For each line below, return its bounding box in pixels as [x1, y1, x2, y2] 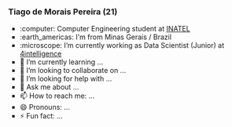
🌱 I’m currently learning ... [19, 57, 104, 67]
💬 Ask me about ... [19, 82, 79, 92]
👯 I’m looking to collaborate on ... [19, 66, 127, 75]
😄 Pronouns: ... [19, 103, 71, 112]
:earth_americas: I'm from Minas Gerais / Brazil [19, 32, 171, 42]
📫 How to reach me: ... [19, 91, 95, 100]
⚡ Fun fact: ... [19, 111, 63, 121]
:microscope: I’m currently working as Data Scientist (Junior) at [19, 41, 225, 50]
